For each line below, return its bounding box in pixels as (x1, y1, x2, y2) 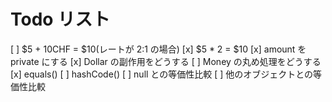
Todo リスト (10, 8, 111, 31)
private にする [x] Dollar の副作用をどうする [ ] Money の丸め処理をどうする (10, 55, 322, 67)
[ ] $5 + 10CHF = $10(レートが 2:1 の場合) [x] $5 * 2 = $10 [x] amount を (10, 43, 307, 55)
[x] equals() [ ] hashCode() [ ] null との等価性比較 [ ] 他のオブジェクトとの (10, 68, 314, 80)
